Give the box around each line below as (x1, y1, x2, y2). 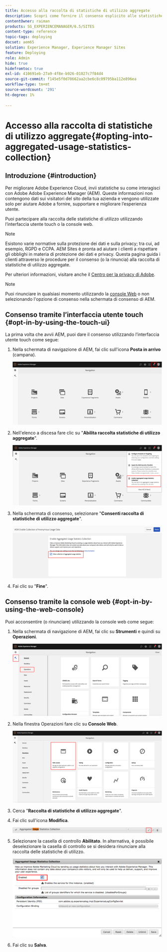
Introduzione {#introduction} (5, 171, 97, 180)
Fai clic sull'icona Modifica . (12, 817, 69, 823)
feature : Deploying (5, 50, 46, 55)
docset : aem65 (5, 40, 35, 45)
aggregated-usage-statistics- (5, 141, 132, 152)
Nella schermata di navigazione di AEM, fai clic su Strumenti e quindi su (12, 628, 161, 634)
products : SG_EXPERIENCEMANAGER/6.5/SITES (5, 24, 94, 29)
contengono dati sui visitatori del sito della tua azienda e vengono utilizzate (5, 195, 159, 201)
